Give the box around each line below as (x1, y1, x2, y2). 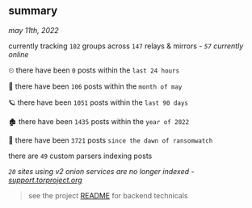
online (8, 49, 29, 59)
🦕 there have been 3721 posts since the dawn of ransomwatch (8, 135, 213, 145)
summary (8, 4, 58, 18)
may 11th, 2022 (8, 25, 59, 35)
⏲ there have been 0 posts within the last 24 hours (8, 65, 180, 75)
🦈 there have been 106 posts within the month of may (8, 81, 183, 91)
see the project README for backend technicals (27, 190, 188, 200)
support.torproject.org (8, 175, 82, 185)
